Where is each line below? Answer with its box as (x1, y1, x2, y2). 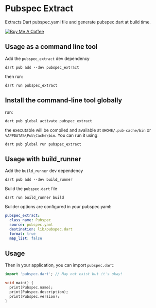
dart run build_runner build (5, 195, 64, 200)
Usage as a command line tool (5, 42, 98, 51)
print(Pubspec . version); (9, 294, 60, 299)
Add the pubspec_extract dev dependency (5, 56, 90, 61)
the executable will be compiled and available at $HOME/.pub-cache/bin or (5, 127, 151, 133)
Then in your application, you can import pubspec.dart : (5, 262, 115, 268)
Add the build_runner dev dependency (5, 168, 84, 173)
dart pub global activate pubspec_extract (5, 118, 92, 123)
